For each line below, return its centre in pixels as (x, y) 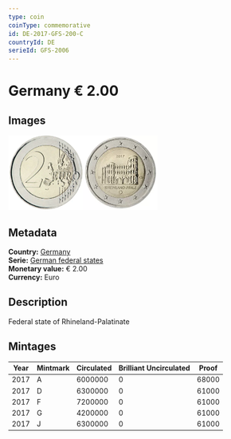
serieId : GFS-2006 (39, 51)
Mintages (32, 347)
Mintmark (53, 368)
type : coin (26, 17)
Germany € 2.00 (64, 91)
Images (27, 120)
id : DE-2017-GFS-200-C (46, 34)
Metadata (33, 233)
